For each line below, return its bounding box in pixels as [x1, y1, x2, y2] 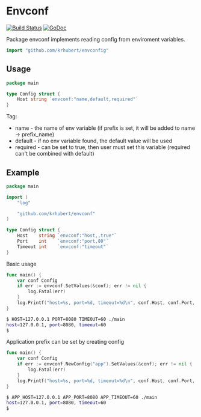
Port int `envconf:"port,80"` [17, 239, 110, 245]
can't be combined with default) [14, 150, 94, 157]
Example [6, 167, 40, 178]
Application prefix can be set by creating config [6, 338, 125, 345]
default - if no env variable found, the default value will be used [14, 137, 173, 145]
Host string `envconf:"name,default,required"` [17, 96, 138, 103]
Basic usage [6, 260, 37, 267]
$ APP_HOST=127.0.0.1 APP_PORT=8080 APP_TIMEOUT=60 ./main [6, 394, 158, 400]
